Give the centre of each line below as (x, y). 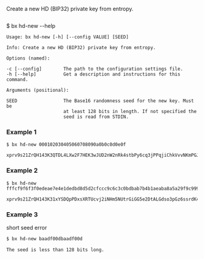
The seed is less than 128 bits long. (55, 250)
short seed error (27, 227)
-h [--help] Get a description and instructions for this (93, 74)
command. (17, 80)
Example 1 (22, 132)
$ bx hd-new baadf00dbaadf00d (45, 239)
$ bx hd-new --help (31, 26)
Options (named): (28, 58)
